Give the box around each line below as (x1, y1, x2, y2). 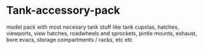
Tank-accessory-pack (6, 4, 121, 17)
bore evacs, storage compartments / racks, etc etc (6, 36, 133, 43)
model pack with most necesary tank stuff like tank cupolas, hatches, (6, 23, 179, 30)
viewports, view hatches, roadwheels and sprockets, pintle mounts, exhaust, (6, 29, 198, 36)
